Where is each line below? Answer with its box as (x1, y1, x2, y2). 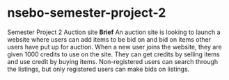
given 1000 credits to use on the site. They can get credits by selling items (7, 50, 221, 58)
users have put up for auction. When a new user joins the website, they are (7, 42, 222, 51)
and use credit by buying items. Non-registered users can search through (7, 57, 219, 65)
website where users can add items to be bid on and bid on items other (7, 35, 211, 43)
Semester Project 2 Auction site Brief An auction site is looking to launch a (7, 28, 221, 36)
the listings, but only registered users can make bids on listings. (7, 65, 190, 73)
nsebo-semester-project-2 (7, 5, 166, 21)
